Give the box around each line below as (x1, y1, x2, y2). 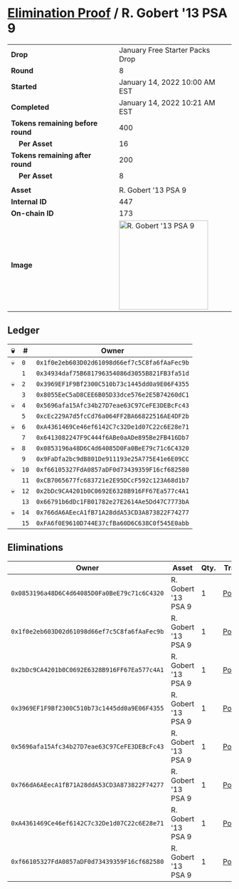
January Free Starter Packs (118, 45, 211, 55)
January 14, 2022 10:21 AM (118, 98, 216, 108)
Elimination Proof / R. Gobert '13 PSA (7, 5, 228, 21)
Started (11, 81, 37, 91)
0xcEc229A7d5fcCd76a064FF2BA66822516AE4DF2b (36, 412, 190, 420)
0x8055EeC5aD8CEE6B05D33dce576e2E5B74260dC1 (36, 390, 190, 399)
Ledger (7, 325, 40, 337)
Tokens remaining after (11, 150, 92, 160)
